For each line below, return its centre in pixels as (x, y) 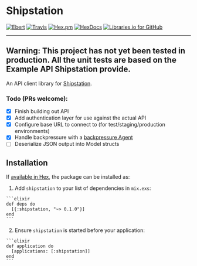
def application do (30, 246)
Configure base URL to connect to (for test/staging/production (90, 125)
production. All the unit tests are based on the (91, 60)
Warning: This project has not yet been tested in (96, 51)
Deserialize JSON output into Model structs (67, 144)
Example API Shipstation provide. (68, 69)
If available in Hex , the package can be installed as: (68, 177)
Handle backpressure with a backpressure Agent (74, 137)
